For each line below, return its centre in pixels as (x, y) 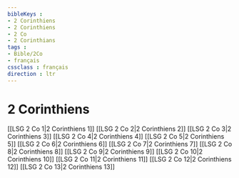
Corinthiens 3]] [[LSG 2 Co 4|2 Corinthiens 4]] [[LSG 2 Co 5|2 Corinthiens (116, 137)
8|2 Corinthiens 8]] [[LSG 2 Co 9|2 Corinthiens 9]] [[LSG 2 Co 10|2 (105, 152)
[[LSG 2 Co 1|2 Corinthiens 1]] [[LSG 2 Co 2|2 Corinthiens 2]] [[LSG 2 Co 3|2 (119, 129)
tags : (17, 47)
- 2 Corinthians (31, 41)
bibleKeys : (25, 14)
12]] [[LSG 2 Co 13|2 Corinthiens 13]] (61, 167)
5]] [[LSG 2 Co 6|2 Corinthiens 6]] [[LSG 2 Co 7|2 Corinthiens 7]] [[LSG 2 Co (120, 144)
